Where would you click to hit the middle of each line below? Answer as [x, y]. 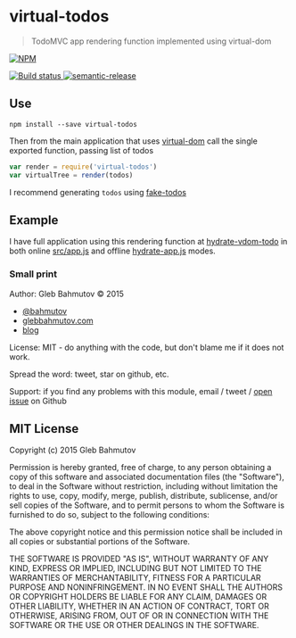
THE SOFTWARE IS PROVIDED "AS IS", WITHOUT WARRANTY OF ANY [139, 559]
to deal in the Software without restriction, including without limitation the [144, 486]
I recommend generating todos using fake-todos [98, 192]
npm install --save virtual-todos [74, 124]
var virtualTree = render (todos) [71, 175]
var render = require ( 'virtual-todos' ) [83, 167]
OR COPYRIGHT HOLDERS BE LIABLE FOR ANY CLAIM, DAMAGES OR [138, 597]
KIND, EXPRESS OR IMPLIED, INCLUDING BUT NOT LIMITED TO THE [136, 568]
